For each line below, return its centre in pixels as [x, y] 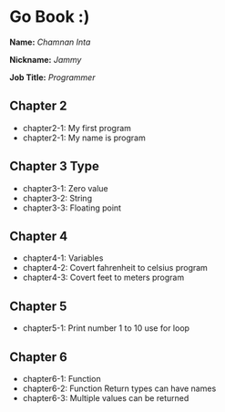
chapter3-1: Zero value [65, 188]
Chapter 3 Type [55, 166]
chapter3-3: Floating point [72, 208]
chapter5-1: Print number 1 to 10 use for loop [106, 328]
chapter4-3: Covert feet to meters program [103, 278]
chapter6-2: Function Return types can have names [119, 388]
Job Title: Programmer [52, 77]
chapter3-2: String [57, 198]
